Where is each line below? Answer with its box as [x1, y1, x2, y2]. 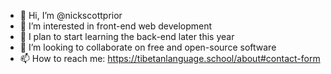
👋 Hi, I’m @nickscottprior [19, 10, 123, 21]
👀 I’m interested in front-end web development [19, 20, 213, 32]
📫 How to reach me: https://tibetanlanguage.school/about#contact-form [19, 53, 321, 64]
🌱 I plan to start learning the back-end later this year [19, 31, 235, 42]
